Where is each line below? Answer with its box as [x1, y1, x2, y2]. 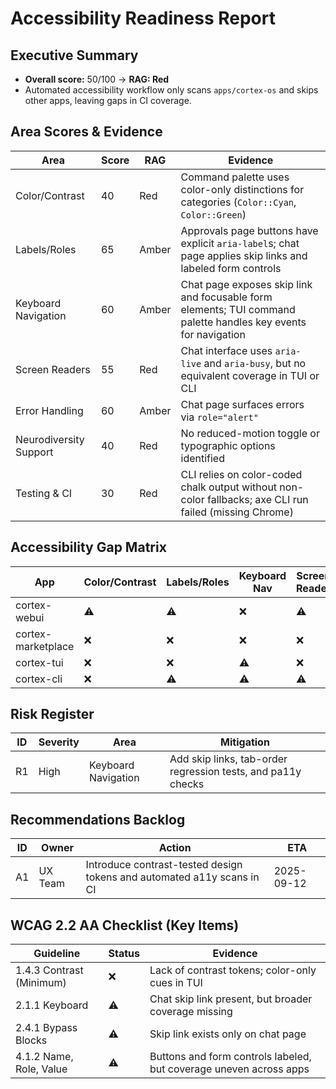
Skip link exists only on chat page [149, 1027, 307, 1041]
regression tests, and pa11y [169, 765, 302, 779]
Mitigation [220, 735, 270, 749]
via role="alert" [180, 410, 259, 424]
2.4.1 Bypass [15, 1021, 78, 1035]
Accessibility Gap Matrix [10, 539, 167, 556]
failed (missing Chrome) [180, 505, 294, 519]
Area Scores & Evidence [10, 123, 163, 141]
